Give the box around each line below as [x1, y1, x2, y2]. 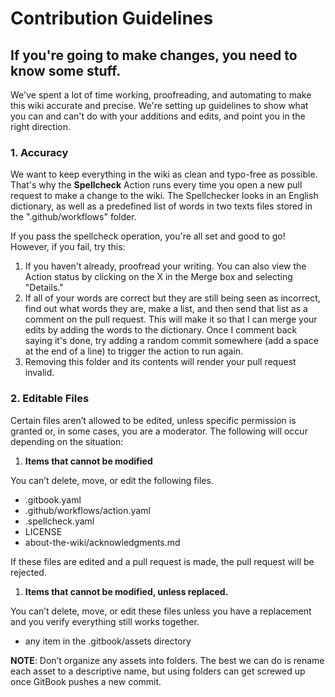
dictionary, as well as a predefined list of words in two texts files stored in [10, 200, 313, 212]
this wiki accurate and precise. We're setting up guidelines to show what [10, 100, 309, 111]
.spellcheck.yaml [24, 515, 95, 527]
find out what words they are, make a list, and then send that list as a [24, 303, 308, 315]
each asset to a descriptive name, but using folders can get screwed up [10, 665, 306, 677]
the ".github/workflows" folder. [10, 211, 137, 223]
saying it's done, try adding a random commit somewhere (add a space [24, 335, 319, 347]
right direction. [10, 121, 72, 132]
